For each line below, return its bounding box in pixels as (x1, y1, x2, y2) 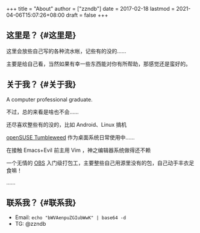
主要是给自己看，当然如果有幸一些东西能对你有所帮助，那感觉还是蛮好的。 (6, 60, 191, 67)
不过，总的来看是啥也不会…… (6, 108, 80, 115)
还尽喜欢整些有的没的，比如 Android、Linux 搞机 (6, 121, 127, 128)
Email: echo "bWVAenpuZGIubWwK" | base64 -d (14, 214, 127, 221)
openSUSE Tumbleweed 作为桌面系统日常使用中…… (6, 133, 135, 141)
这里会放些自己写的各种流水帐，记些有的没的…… (6, 47, 127, 55)
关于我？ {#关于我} (6, 79, 77, 89)
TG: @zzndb (14, 220, 46, 228)
